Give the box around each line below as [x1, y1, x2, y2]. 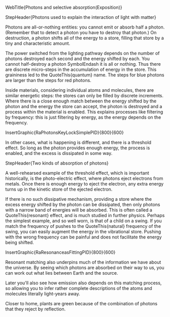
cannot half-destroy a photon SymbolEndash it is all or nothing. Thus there [5, 61, 161, 67]
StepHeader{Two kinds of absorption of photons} [5, 160, 109, 166]
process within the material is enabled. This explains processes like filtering [5, 109, 163, 115]
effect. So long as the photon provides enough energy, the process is [5, 145, 150, 151]
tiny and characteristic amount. [5, 40, 71, 46]
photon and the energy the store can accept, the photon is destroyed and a [5, 103, 162, 109]
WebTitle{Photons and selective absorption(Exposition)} [5, 5, 123, 10]
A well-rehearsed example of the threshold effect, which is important [5, 170, 150, 176]
